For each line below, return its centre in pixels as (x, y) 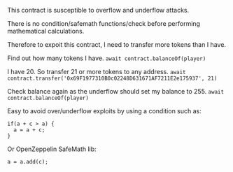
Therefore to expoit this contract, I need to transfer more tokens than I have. (116, 44)
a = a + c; (29, 130)
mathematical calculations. (46, 31)
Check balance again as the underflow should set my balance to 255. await (116, 91)
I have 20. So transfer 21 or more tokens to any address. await (97, 72)
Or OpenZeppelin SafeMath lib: (52, 149)
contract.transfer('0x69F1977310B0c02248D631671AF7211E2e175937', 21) (112, 78)
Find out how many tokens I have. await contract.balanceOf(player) (107, 58)
